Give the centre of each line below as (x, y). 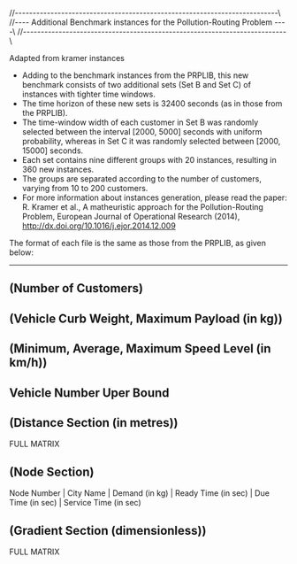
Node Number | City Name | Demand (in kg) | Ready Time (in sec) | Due (139, 493)
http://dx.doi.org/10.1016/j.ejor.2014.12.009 (99, 226)
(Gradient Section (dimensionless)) (108, 530)
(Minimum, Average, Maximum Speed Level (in (140, 349)
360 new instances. (58, 169)
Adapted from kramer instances (67, 58)
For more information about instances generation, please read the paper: (154, 197)
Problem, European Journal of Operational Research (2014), (131, 216)
